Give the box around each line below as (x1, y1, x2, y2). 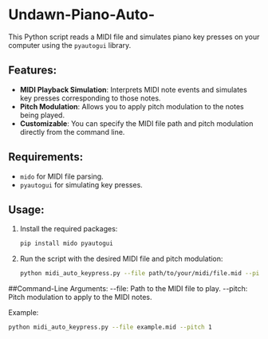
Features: (8, 64, 57, 77)
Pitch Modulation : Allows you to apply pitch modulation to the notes (19, 101, 245, 111)
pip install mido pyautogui (19, 239, 113, 248)
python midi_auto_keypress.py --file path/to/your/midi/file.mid (19, 270, 242, 278)
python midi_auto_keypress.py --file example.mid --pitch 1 (8, 323, 213, 332)
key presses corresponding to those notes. (19, 93, 161, 103)
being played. (19, 110, 65, 120)
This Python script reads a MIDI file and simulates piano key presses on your (8, 32, 260, 41)
